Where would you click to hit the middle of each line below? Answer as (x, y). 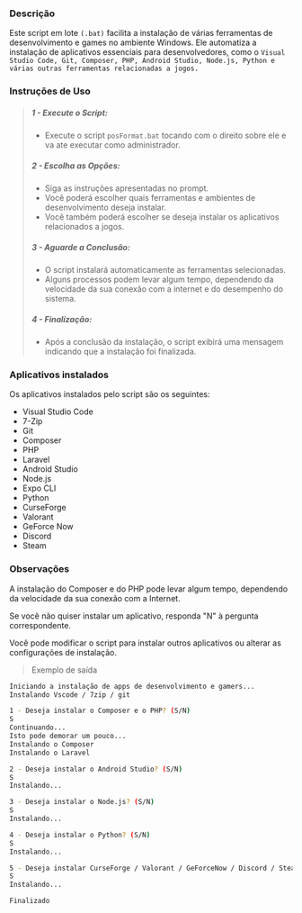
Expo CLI (39, 488)
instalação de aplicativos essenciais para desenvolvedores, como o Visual (147, 52)
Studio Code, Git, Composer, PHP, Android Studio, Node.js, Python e (142, 61)
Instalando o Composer (52, 744)
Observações (40, 569)
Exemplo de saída (64, 670)
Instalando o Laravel (50, 753)
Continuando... (38, 728)
